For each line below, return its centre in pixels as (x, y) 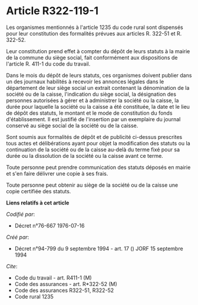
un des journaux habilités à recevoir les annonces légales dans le (85, 82)
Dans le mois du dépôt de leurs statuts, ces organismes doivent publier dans (99, 75)
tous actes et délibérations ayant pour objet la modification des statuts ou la (98, 143)
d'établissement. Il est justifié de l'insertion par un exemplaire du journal (93, 119)
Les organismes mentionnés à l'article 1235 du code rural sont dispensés (95, 27)
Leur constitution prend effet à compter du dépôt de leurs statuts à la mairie (98, 51)
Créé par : (18, 237)
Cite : (12, 266)
